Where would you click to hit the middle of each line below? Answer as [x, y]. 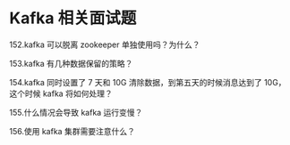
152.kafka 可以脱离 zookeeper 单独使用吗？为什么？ [105, 44]
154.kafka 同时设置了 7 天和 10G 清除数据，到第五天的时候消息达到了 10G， [148, 82]
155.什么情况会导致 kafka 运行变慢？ [76, 112]
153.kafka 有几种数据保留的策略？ [71, 63]
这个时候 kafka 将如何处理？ [61, 93]
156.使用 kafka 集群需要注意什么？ [72, 131]
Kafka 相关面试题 [73, 18]
